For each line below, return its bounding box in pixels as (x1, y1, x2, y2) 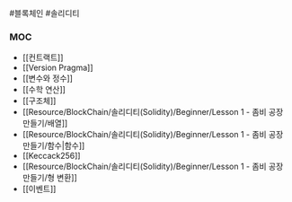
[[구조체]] (22, 95, 57, 106)
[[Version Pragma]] (22, 62, 93, 74)
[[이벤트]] (22, 183, 57, 195)
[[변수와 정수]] (22, 73, 74, 83)
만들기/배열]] (22, 118, 68, 128)
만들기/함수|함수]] (22, 140, 85, 151)
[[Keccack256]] (22, 151, 81, 162)
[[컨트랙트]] (22, 52, 64, 63)
